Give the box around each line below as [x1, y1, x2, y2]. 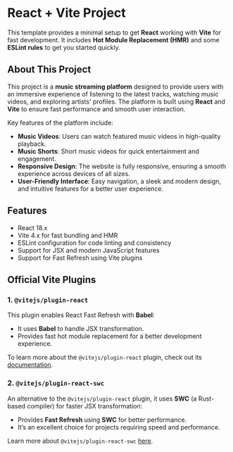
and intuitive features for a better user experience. [17, 184, 164, 193]
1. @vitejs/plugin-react [7, 294, 89, 304]
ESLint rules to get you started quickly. [7, 43, 121, 51]
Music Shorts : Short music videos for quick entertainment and [17, 146, 199, 156]
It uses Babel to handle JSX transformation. [17, 325, 144, 333]
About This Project [7, 63, 92, 75]
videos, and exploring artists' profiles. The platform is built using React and [7, 97, 225, 106]
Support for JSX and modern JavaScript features [17, 246, 160, 254]
